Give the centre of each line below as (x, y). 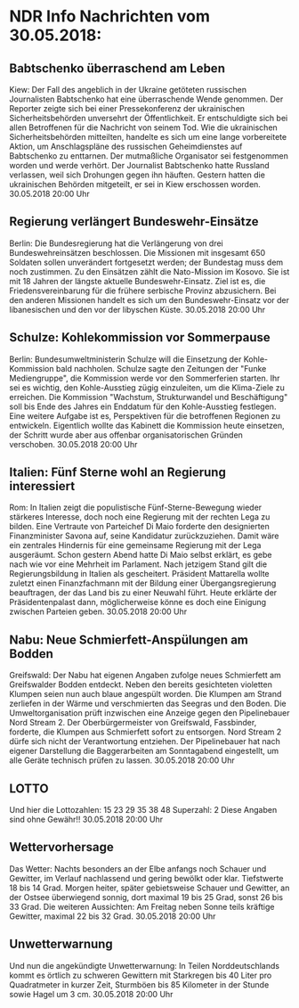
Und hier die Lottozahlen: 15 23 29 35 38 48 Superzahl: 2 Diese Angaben (143, 810)
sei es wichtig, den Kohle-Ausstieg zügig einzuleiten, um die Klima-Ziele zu (147, 387)
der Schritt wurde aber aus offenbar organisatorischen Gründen (126, 435)
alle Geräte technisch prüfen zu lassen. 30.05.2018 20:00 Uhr (122, 760)
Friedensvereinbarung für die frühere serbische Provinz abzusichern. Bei (143, 291)
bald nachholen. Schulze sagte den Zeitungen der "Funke (161, 368)
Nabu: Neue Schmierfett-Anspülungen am (129, 639)
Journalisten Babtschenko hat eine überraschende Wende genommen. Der (146, 99)
